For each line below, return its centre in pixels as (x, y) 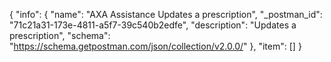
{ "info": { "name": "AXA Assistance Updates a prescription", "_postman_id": (166, 14)
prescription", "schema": (60, 35)
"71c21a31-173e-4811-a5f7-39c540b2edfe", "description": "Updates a (153, 25)
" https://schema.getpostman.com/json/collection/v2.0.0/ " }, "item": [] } (155, 46)
